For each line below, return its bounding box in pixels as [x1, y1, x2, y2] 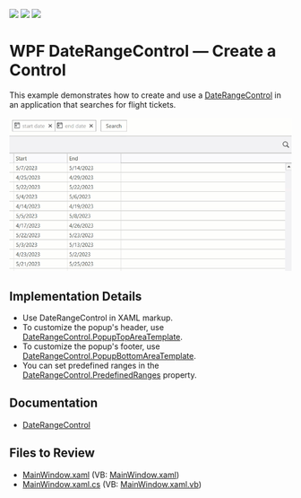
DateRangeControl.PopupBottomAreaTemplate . [21, 350, 197, 361]
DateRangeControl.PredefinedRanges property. [21, 369, 197, 380]
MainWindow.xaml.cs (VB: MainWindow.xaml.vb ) [21, 478, 202, 489]
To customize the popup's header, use [21, 321, 164, 332]
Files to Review [9, 445, 96, 461]
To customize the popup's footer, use [21, 341, 160, 352]
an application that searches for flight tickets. [9, 99, 176, 109]
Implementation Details [9, 288, 142, 304]
